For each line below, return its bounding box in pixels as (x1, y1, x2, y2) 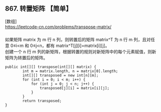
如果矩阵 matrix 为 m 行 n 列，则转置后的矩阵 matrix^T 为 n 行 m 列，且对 (5, 36, 151, 42)
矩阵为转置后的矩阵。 (5, 55, 48, 61)
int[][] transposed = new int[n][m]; (22, 73, 98, 78)
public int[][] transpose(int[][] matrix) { (5, 64, 97, 69)
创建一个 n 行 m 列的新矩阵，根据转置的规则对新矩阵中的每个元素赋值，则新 (5, 48, 157, 54)
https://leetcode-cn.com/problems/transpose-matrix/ (5, 24, 112, 30)
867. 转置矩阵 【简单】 (5, 4, 73, 13)
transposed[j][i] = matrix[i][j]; (39, 85, 110, 91)
